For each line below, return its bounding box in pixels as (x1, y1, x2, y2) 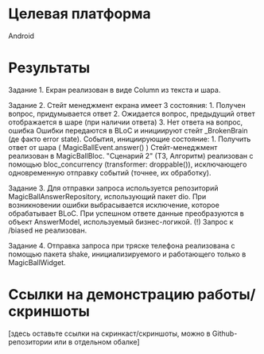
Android (8, 31, 34, 40)
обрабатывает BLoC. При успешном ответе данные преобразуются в (8, 208, 244, 218)
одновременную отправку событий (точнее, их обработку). (8, 167, 212, 177)
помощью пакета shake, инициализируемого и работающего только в (8, 249, 247, 259)
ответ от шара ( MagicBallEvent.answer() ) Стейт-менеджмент (8, 142, 218, 152)
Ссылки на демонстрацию (8, 286, 195, 304)
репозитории (8, 337, 53, 346)
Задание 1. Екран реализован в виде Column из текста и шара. (8, 85, 221, 94)
